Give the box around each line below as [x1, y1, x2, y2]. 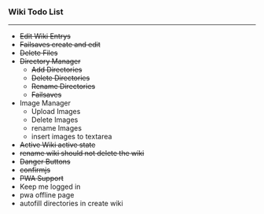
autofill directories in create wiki [19, 199, 123, 208]
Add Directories [31, 65, 82, 75]
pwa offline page [19, 190, 75, 200]
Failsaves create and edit [19, 40, 101, 50]
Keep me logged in [19, 182, 81, 191]
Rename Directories [31, 82, 96, 91]
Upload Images [31, 107, 81, 116]
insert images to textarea [31, 132, 112, 142]
